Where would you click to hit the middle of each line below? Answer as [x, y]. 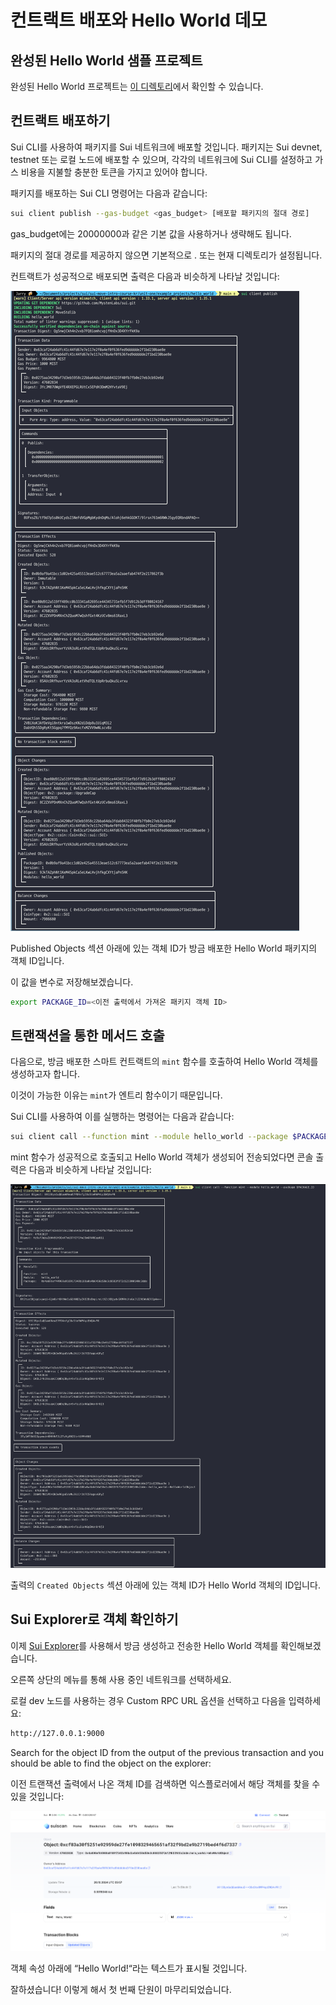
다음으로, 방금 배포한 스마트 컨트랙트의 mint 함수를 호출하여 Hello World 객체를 [164, 1062]
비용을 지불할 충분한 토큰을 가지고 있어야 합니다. [114, 172]
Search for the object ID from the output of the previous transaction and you [167, 1752]
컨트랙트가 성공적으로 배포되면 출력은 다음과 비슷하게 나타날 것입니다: [145, 276]
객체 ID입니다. [37, 960]
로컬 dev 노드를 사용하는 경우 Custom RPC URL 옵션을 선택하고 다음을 [148, 1700]
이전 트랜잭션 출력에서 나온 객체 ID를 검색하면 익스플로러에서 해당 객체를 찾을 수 [165, 1783]
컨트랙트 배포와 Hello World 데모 [139, 20]
